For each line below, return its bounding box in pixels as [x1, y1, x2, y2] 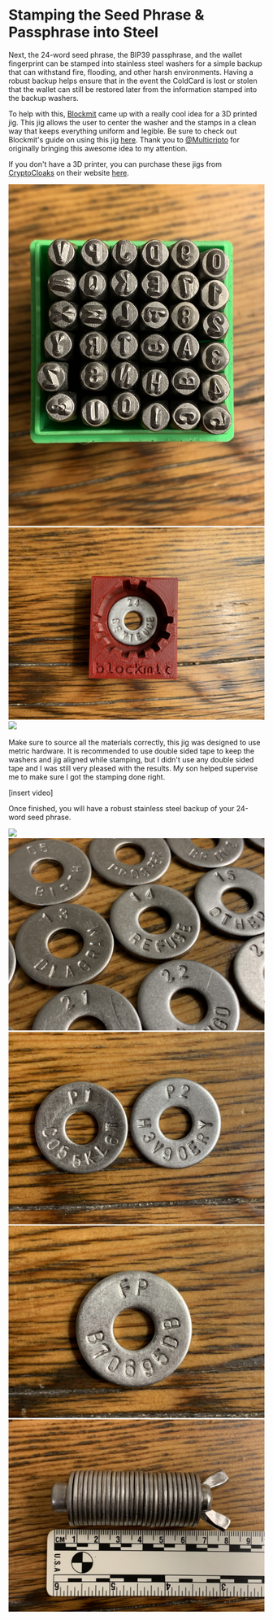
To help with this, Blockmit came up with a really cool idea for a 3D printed [8, 108, 258, 119]
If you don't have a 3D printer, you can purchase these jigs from [8, 159, 222, 168]
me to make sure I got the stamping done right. [8, 771, 166, 782]
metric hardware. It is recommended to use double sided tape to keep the [8, 746, 255, 756]
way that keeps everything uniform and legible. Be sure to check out [8, 126, 237, 136]
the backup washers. [8, 93, 79, 103]
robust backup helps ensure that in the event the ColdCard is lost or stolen [8, 76, 258, 85]
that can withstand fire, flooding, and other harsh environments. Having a [8, 67, 253, 76]
